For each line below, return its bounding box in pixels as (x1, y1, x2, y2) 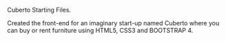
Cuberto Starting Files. (7, 6, 71, 14)
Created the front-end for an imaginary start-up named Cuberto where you (7, 19, 220, 27)
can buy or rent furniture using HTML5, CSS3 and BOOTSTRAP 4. (7, 27, 194, 34)
